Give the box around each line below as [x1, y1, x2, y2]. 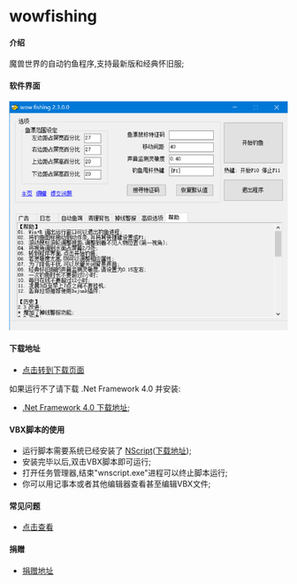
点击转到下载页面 [21, 365, 85, 375]
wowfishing [9, 6, 97, 27]
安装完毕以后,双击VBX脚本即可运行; [21, 457, 152, 467]
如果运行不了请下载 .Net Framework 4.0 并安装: [9, 383, 181, 394]
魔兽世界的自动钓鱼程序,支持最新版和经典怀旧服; [9, 58, 185, 69]
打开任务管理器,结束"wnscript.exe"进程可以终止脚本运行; [21, 467, 228, 479]
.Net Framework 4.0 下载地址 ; [21, 402, 131, 412]
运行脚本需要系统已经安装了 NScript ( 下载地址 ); [21, 445, 192, 457]
